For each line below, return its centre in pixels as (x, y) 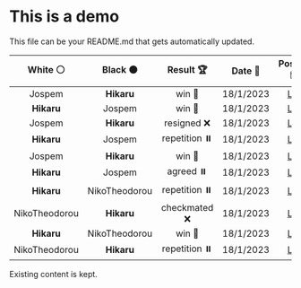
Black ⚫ (120, 69)
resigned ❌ (187, 123)
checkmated (187, 207)
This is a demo (64, 17)
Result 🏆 (187, 69)
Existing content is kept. (54, 274)
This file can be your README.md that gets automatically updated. (132, 41)
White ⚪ (46, 69)
